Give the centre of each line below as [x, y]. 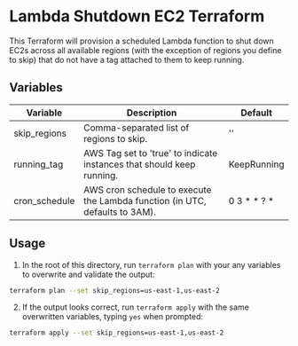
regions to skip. [116, 138]
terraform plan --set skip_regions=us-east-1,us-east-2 [114, 290]
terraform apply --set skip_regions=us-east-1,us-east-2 [117, 333]
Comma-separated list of [137, 128]
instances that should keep [140, 164]
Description [152, 113]
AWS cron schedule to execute [148, 190]
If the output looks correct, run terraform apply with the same [136, 307]
